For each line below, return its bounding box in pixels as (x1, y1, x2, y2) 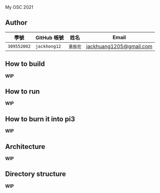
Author (5, 18, 27, 27)
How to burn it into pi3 (5, 115, 76, 123)
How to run (5, 87, 40, 96)
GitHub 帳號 (35, 34, 64, 41)
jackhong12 (35, 43, 61, 49)
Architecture (5, 142, 46, 151)
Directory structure (5, 170, 66, 178)
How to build (5, 60, 45, 68)
